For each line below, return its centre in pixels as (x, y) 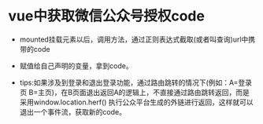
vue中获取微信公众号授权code (106, 16)
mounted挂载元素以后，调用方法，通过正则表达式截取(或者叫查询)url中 (134, 39)
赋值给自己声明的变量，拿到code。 (76, 66)
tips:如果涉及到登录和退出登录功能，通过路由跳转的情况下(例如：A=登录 (136, 82)
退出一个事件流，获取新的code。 (72, 111)
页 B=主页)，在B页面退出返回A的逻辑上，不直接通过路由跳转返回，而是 (135, 92)
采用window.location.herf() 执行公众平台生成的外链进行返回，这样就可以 (136, 102)
